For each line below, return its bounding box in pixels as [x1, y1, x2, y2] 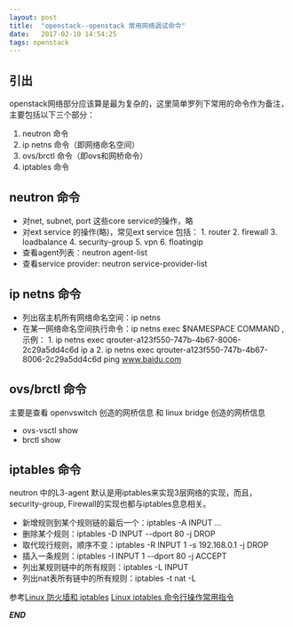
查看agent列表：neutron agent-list [21, 246, 148, 258]
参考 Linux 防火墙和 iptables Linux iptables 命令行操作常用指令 [9, 592, 234, 603]
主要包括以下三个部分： [9, 109, 95, 120]
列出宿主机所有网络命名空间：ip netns [21, 312, 162, 323]
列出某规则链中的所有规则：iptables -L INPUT [21, 562, 189, 573]
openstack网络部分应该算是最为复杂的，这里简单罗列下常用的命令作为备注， [9, 99, 289, 109]
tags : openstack [9, 37, 69, 47]
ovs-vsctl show [21, 424, 79, 436]
